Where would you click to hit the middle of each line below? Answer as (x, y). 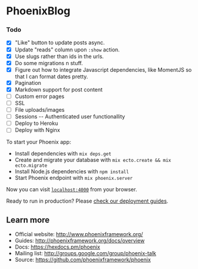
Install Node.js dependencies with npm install (72, 172)
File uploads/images (40, 110)
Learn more (28, 220)
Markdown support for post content (59, 89)
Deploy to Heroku (36, 123)
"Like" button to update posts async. (60, 42)
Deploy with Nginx (38, 130)
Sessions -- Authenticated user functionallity (70, 117)
